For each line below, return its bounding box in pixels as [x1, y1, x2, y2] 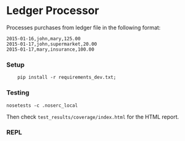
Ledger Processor [6, 4, 99, 18]
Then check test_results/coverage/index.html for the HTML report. [6, 113, 179, 120]
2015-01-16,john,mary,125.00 [6, 35, 81, 42]
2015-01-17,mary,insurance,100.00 [6, 46, 95, 52]
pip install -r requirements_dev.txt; [17, 74, 116, 81]
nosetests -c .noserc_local [6, 102, 78, 109]
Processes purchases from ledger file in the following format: [6, 24, 161, 31]
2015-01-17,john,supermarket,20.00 [6, 41, 97, 47]
